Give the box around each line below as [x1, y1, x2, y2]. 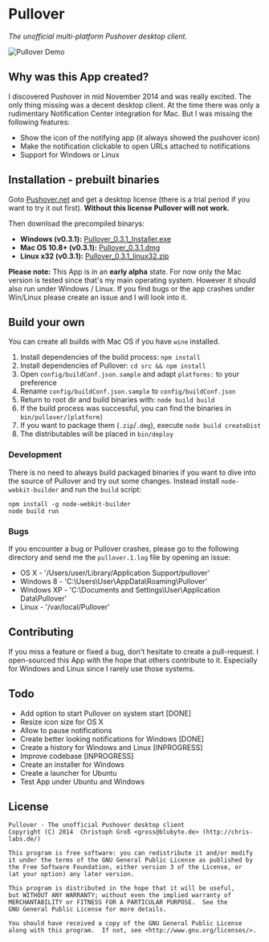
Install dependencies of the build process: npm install [19, 353, 201, 362]
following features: [8, 117, 71, 127]
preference [19, 378, 58, 388]
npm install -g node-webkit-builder [8, 500, 131, 508]
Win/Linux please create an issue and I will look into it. [8, 292, 188, 302]
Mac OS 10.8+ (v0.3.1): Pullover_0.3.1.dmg [19, 243, 161, 252]
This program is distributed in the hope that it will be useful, [8, 884, 235, 892]
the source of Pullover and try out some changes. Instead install [8, 475, 220, 486]
